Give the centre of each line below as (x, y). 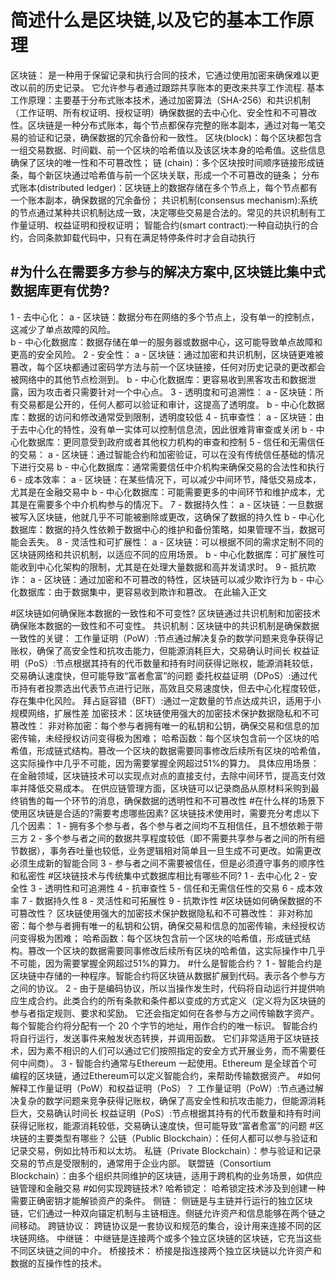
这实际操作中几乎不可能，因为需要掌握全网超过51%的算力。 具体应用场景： (165, 763)
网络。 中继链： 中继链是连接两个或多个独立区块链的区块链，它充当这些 (174, 1238)
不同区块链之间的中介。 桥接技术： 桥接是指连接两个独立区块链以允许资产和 (166, 1250)
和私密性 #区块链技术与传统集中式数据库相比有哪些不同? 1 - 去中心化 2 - (158, 875)
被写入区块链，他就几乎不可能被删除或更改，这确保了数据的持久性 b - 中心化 (167, 517)
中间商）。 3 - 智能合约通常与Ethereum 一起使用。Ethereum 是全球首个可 (168, 1063)
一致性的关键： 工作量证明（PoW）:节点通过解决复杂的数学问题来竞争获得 (162, 638)
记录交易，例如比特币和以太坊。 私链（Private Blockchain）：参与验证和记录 (166, 1150)
